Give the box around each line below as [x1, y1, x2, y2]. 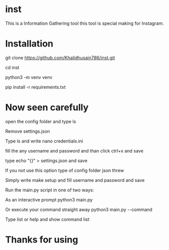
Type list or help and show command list [5, 216, 90, 222]
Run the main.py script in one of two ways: [5, 187, 95, 193]
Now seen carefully [5, 102, 89, 113]
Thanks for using [5, 234, 78, 245]
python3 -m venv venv [5, 74, 53, 80]
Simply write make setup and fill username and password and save [5, 177, 145, 183]
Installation [5, 38, 54, 49]
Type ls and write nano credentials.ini [5, 138, 83, 144]
